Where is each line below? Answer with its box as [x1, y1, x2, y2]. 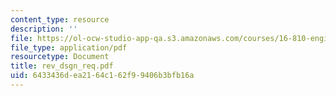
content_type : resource [10, 14, 110, 25]
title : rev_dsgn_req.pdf [10, 61, 114, 71]
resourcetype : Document [10, 52, 110, 62]
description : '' [10, 24, 78, 34]
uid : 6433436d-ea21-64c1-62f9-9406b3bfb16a [10, 71, 195, 81]
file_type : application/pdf [10, 42, 128, 53]
